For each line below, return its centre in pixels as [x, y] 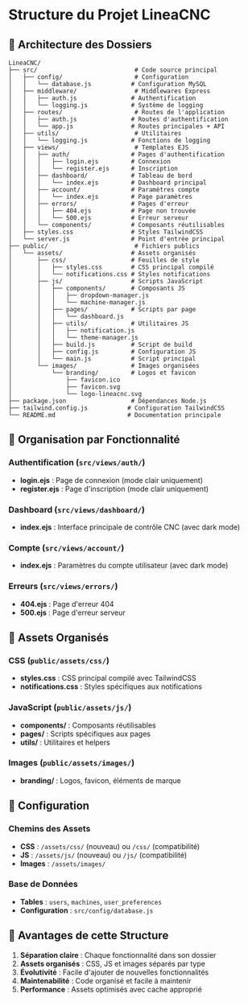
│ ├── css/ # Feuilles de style [104, 260]
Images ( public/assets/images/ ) [72, 763]
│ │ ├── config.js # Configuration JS [102, 352]
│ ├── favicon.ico [64, 380]
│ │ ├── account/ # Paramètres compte [104, 190]
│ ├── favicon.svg [64, 387]
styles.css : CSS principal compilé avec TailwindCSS [108, 678]
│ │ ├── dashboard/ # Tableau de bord [101, 175]
